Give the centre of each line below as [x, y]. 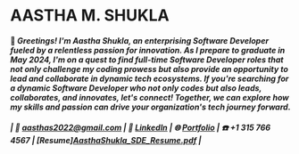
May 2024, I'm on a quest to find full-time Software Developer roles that [147, 60]
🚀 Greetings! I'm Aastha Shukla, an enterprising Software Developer [140, 40]
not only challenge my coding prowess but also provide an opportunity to [149, 69]
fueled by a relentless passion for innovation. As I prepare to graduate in [148, 50]
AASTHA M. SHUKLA [90, 16]
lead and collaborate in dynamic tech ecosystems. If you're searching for [149, 78]
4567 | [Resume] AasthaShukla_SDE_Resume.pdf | [106, 141]
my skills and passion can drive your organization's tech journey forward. [150, 107]
